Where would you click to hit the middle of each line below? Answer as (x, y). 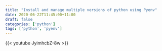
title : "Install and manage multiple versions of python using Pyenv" (81, 10)
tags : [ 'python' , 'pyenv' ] (34, 29)
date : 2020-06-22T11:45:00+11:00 (40, 15)
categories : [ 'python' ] (30, 24)
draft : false (19, 19)
